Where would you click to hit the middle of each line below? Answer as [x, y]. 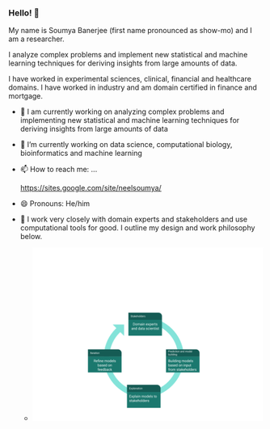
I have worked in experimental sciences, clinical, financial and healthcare [130, 79]
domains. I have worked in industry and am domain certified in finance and [133, 87]
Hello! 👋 [24, 13]
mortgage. [25, 96]
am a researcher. [36, 39]
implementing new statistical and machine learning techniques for [130, 120]
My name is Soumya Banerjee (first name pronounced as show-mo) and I [130, 31]
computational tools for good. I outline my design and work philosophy [137, 228]
